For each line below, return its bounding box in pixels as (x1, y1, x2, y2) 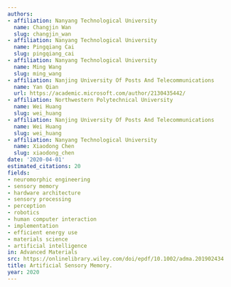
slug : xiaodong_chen (14, 150, 75, 157)
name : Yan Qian (14, 83, 59, 90)
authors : (7, 10, 33, 18)
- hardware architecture (7, 189, 81, 197)
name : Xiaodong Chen (14, 143, 75, 150)
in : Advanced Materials (7, 249, 78, 256)
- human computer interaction (7, 216, 97, 223)
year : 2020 (7, 268, 40, 276)
